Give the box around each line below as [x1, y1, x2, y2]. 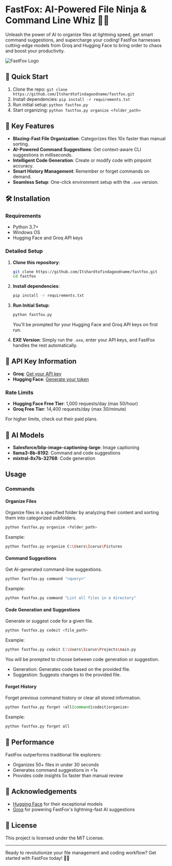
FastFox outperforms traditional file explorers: [5, 751, 102, 757]
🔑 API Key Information [5, 357, 77, 366]
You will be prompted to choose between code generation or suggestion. [5, 657, 160, 663]
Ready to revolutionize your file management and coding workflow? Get [5, 849, 157, 856]
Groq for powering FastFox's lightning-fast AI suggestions [12, 806, 135, 812]
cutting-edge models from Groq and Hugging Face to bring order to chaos [5, 42, 162, 48]
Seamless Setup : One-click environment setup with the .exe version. [12, 179, 159, 185]
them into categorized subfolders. [5, 515, 77, 521]
